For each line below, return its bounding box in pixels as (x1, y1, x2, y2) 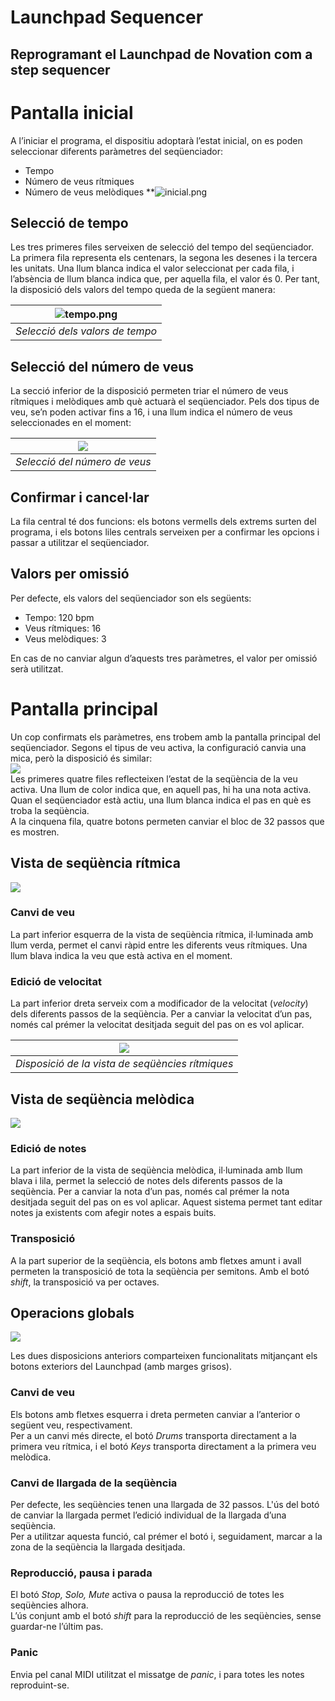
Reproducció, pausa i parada (10, 1566, 153, 1580)
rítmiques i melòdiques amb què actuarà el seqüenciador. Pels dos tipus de (10, 396, 320, 408)
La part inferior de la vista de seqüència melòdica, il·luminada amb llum (10, 1164, 303, 1176)
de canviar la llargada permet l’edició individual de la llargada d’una (10, 1509, 287, 1521)
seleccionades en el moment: (10, 417, 132, 429)
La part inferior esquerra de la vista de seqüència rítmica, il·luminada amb (10, 928, 314, 940)
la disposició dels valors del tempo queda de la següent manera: (10, 284, 276, 296)
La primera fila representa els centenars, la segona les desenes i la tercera (10, 252, 318, 264)
